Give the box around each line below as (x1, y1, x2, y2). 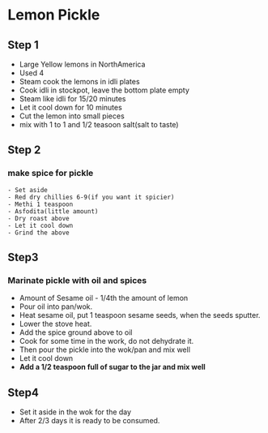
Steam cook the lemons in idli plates (19, 77, 140, 86)
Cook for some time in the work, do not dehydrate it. (19, 337, 194, 346)
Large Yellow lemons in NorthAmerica (19, 59, 146, 69)
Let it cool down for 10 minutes (19, 103, 122, 112)
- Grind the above (7, 229, 70, 237)
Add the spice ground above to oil (19, 328, 133, 337)
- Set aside (7, 186, 48, 194)
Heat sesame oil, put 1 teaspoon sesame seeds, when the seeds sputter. (19, 311, 261, 320)
